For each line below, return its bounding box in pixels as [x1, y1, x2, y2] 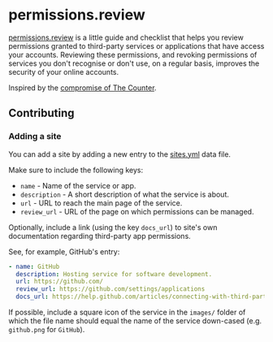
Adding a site [8, 131, 62, 142]
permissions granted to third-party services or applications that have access [8, 41, 265, 50]
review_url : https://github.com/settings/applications [15, 285, 206, 293]
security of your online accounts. [8, 67, 119, 76]
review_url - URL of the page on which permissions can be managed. [19, 206, 254, 216]
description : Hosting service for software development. [15, 270, 213, 278]
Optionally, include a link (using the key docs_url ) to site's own [8, 222, 218, 232]
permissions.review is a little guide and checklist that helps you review [8, 32, 244, 42]
